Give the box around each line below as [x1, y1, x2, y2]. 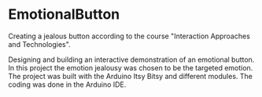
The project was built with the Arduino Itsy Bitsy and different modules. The [8, 71, 253, 81]
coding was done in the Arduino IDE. [8, 80, 127, 89]
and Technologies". [8, 39, 71, 48]
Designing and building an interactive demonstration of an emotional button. [8, 55, 255, 64]
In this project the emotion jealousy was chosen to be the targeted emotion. [8, 63, 253, 72]
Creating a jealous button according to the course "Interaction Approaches [8, 31, 250, 41]
